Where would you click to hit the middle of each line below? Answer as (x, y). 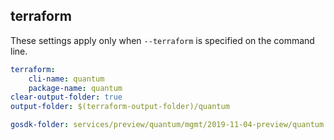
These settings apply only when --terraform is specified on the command (162, 40)
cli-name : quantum (66, 79)
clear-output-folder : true (66, 97)
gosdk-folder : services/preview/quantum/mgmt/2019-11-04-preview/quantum (167, 125)
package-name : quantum (75, 88)
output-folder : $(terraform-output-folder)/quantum (120, 107)
